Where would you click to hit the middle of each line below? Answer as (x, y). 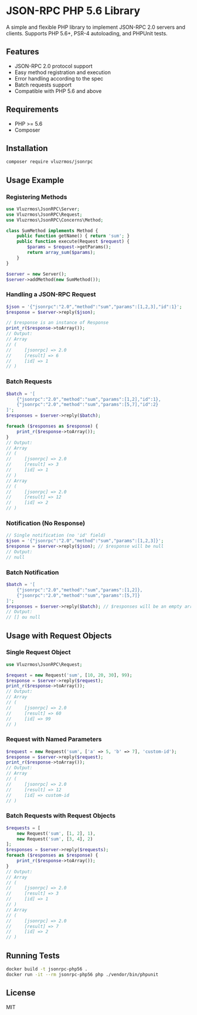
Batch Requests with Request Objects (61, 816)
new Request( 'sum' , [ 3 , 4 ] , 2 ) (55, 839)
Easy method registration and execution (63, 72)
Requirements (32, 110)
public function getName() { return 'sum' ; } (73, 236)
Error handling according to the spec (59, 78)
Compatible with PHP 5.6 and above (58, 91)
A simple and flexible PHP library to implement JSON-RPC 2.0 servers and (96, 27)
